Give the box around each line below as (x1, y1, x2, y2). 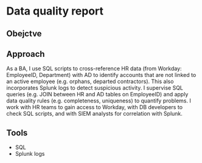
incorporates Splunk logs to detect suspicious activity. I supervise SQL (6, 84, 184, 91)
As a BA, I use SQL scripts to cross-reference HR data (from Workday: (6, 65, 182, 72)
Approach (6, 48, 45, 59)
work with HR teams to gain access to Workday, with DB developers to (6, 104, 183, 111)
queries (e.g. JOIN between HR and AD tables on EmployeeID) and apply (6, 91, 189, 98)
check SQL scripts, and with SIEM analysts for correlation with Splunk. (6, 110, 183, 118)
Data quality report (6, 4, 104, 18)
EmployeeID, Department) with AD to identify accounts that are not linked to (6, 72, 197, 79)
